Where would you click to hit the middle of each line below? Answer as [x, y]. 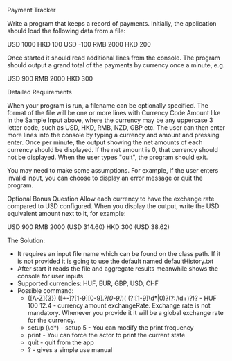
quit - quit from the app [61, 342]
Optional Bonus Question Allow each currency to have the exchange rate [111, 199]
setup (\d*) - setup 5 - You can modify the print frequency [110, 328]
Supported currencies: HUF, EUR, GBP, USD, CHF [88, 283]
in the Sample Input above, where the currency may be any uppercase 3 [110, 120]
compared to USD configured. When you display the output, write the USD [113, 206]
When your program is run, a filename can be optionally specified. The [108, 106]
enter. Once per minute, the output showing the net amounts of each [105, 142]
